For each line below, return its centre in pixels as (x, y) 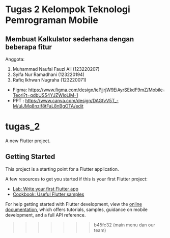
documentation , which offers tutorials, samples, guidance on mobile (76, 209)
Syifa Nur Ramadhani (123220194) (49, 74)
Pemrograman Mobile (52, 20)
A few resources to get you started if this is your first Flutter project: (76, 179)
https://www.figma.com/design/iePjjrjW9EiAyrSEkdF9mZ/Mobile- (97, 90)
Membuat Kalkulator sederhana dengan (70, 39)
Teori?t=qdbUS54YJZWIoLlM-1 (45, 95)
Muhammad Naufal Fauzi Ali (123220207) (56, 69)
